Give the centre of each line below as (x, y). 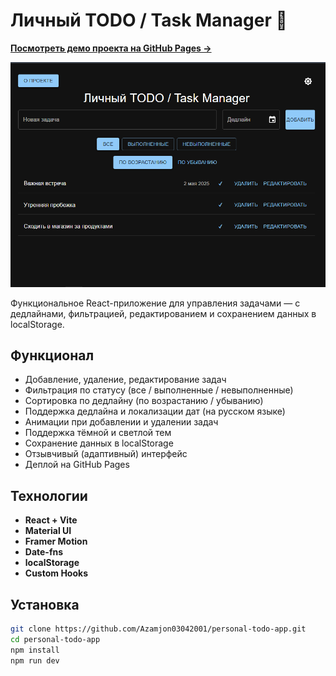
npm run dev (35, 660)
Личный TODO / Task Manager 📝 (149, 20)
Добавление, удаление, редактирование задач (125, 380)
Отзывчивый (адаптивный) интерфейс (106, 454)
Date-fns (44, 552)
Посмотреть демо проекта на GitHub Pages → (111, 48)
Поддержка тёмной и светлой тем (98, 433)
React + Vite (51, 520)
